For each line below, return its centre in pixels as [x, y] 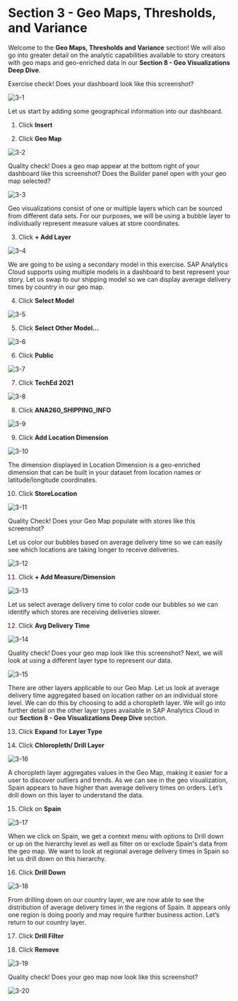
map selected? [30, 181]
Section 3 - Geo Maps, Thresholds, [112, 13]
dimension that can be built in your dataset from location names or [105, 472]
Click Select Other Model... [59, 328]
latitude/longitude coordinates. [53, 480]
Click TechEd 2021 [46, 382]
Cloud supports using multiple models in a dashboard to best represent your [119, 272]
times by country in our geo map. [56, 287]
